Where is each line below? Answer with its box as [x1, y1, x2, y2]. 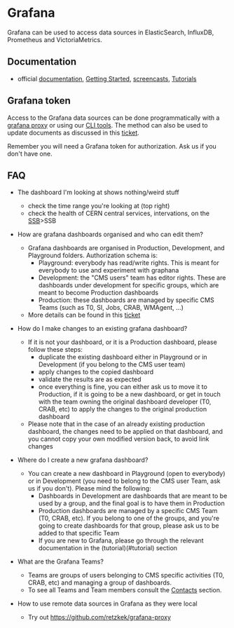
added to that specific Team [38, 529, 120, 538]
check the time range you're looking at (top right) [27, 202, 170, 210]
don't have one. [7, 149, 53, 158]
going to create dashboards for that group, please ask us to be [38, 521, 219, 530]
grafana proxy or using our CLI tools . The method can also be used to [7, 121, 208, 129]
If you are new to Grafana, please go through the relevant [38, 536, 205, 545]
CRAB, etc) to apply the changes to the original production [38, 405, 207, 414]
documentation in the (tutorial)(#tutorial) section [38, 544, 177, 552]
